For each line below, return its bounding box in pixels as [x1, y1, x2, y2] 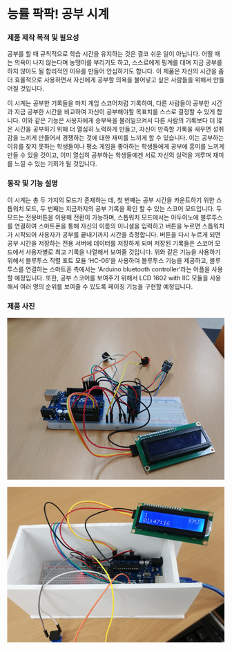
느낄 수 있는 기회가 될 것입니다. [14, 160, 97, 168]
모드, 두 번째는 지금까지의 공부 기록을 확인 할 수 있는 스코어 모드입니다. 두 [25, 204, 222, 213]
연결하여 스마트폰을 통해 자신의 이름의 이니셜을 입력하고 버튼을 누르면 [14, 222, 201, 230]
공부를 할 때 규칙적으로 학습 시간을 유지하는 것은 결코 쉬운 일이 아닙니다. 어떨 [7, 50, 213, 58]
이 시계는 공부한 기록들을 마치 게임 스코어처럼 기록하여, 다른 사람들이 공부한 [7, 99, 210, 107]
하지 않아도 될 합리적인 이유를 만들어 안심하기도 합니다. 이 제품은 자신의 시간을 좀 [7, 67, 224, 75]
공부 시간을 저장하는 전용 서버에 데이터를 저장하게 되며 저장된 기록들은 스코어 [7, 239, 214, 247]
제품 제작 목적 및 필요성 [7, 33, 79, 42]
